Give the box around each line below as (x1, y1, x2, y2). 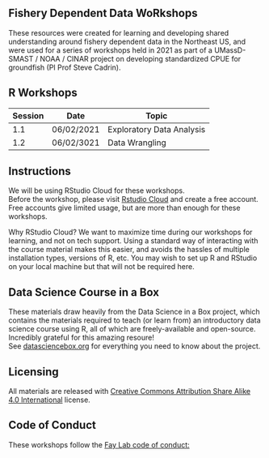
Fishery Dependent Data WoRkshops (8, 6, 198, 20)
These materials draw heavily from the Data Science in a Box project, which (8, 307, 260, 317)
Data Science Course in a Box (8, 285, 160, 299)
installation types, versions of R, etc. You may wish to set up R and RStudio (8, 253, 258, 263)
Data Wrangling (107, 137, 167, 148)
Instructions (8, 165, 71, 178)
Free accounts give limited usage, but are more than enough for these (8, 203, 241, 213)
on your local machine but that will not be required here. (8, 262, 195, 272)
